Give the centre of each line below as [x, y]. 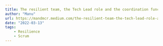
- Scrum [21, 36]
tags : [10, 27]
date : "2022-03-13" [25, 23]
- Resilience [27, 32]
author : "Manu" [20, 14]
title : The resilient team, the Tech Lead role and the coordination [77, 9]
